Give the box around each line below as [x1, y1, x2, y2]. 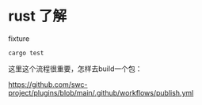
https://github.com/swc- [8, 80, 88, 89]
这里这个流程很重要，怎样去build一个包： [8, 64, 143, 73]
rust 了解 [8, 7, 67, 25]
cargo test [8, 49, 44, 57]
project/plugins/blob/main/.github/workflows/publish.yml [8, 88, 194, 97]
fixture [8, 33, 30, 43]
